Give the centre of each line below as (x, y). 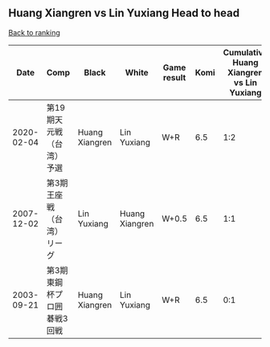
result (175, 77)
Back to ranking (34, 32)
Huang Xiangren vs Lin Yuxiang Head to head (124, 13)
